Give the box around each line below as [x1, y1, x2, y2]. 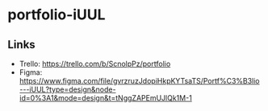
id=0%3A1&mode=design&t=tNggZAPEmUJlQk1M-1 [19, 93, 193, 102]
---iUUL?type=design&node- [19, 84, 116, 94]
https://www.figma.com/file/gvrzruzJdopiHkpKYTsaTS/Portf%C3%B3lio [19, 76, 260, 85]
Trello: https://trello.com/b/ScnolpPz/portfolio [19, 59, 171, 68]
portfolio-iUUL [7, 6, 106, 24]
